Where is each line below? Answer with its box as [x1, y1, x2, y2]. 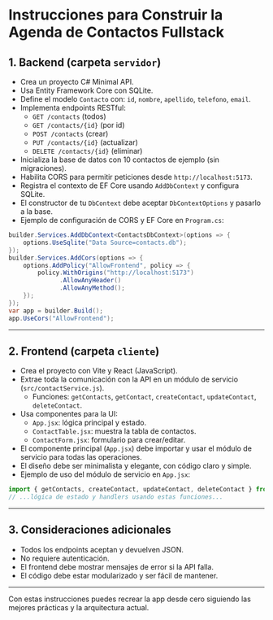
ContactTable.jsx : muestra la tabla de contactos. [32, 426, 197, 436]
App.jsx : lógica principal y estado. [32, 417, 147, 428]
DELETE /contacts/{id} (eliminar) [32, 146, 143, 155]
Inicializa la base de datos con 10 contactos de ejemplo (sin [19, 155, 219, 164]
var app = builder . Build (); [8, 307, 104, 315]
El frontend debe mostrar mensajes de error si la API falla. [19, 561, 214, 571]
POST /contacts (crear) [32, 129, 109, 138]
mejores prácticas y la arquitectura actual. [8, 602, 149, 612]
